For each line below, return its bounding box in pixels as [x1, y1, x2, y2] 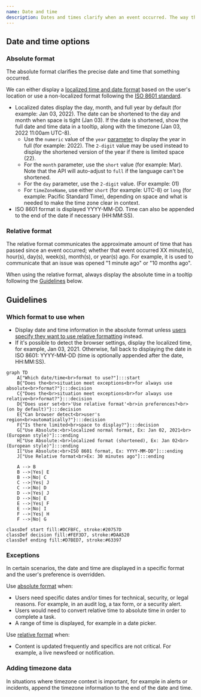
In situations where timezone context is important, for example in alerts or [6, 677, 188, 685]
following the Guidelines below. [6, 278, 83, 285]
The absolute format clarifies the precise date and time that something [6, 68, 180, 75]
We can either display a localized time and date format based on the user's [6, 86, 191, 93]
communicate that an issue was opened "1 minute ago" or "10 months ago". [6, 260, 192, 267]
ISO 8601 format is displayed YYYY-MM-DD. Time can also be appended [14, 206, 194, 213]
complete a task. [14, 613, 56, 620]
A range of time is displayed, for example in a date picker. [14, 620, 157, 627]
